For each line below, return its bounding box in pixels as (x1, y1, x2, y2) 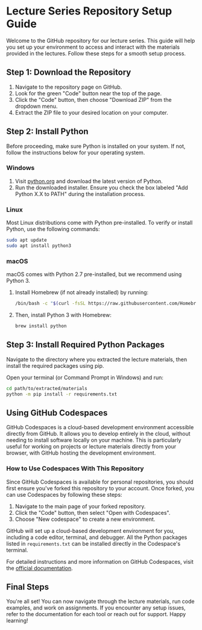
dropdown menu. (14, 102, 58, 110)
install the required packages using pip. (6, 362, 104, 369)
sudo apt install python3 (6, 243, 71, 249)
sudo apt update (6, 237, 47, 244)
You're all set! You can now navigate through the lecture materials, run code (6, 598, 195, 605)
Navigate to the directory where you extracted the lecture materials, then (6, 356, 188, 363)
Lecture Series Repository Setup (6, 4, 172, 18)
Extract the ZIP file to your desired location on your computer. (14, 109, 169, 116)
